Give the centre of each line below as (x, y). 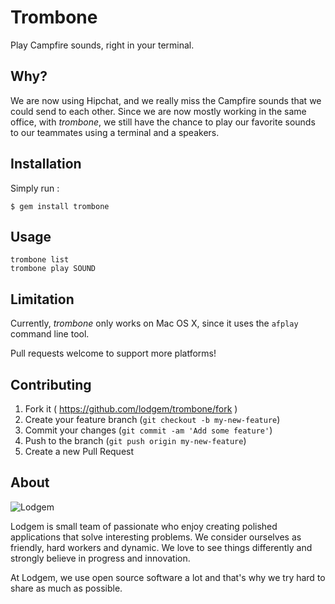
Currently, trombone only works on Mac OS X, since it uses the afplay (154, 323)
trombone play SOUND (53, 269)
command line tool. (50, 334)
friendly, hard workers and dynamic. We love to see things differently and (161, 547)
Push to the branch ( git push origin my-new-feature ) (135, 440)
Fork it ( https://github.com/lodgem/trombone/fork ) (131, 409)
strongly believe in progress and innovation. (100, 558)
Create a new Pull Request (79, 451)
